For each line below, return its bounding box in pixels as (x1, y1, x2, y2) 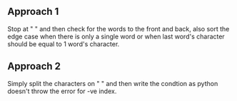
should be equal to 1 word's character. (7, 39, 120, 48)
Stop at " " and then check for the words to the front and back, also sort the (7, 24, 230, 33)
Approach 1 (7, 6, 59, 18)
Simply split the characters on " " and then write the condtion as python (7, 79, 218, 87)
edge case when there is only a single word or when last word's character (7, 32, 225, 41)
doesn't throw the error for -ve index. (7, 87, 117, 95)
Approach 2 (7, 60, 61, 73)
